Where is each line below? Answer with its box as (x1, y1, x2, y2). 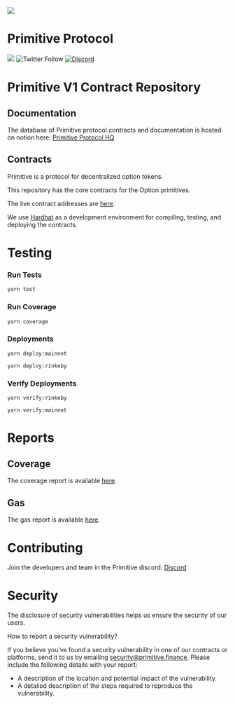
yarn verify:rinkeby (7, 395, 68, 402)
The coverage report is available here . (7, 477, 117, 485)
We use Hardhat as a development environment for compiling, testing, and (7, 212, 222, 221)
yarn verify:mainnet (7, 407, 68, 414)
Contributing (7, 540, 83, 556)
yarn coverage (7, 318, 49, 325)
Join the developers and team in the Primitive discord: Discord (7, 563, 187, 571)
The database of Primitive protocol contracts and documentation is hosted (7, 126, 222, 134)
